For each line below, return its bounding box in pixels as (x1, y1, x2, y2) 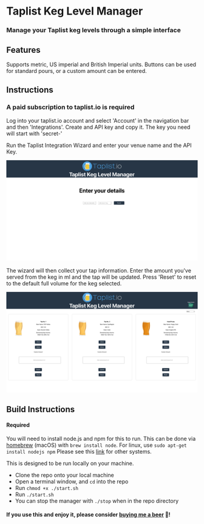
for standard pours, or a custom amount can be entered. (6, 67, 147, 74)
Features (6, 44, 41, 55)
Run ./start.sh (15, 491, 54, 498)
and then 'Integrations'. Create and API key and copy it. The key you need (6, 123, 191, 131)
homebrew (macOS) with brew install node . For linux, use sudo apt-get (6, 441, 187, 449)
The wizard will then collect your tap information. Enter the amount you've (6, 267, 191, 274)
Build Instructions (6, 404, 75, 415)
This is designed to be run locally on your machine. (6, 460, 134, 467)
